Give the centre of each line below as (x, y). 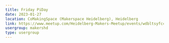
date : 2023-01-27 (23, 14)
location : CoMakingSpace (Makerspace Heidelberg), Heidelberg (72, 19)
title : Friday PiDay (27, 10)
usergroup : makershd (27, 28)
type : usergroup (22, 33)
